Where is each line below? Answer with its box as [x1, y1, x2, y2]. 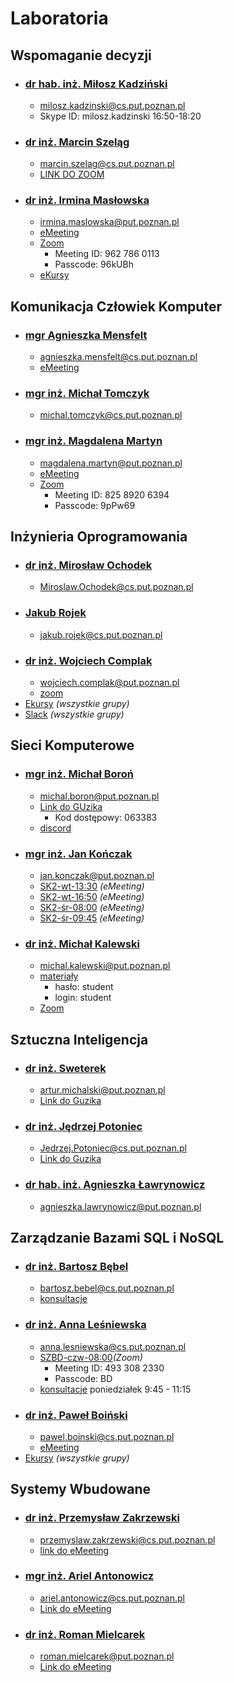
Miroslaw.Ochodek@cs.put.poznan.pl [39, 581, 194, 593]
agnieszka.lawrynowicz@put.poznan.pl [39, 1200, 202, 1212]
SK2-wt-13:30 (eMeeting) [39, 880, 145, 892]
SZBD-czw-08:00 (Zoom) [39, 1351, 143, 1363]
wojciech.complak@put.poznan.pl [39, 677, 180, 689]
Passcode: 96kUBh [54, 258, 134, 271]
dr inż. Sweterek [24, 1061, 107, 1075]
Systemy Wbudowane [10, 1481, 152, 1498]
